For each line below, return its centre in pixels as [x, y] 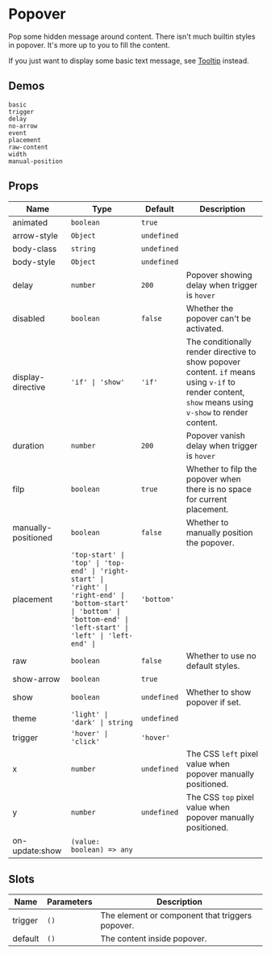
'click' [85, 741]
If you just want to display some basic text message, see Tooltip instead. [129, 61]
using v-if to [211, 382]
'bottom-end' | [100, 619]
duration [28, 445]
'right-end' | [98, 595]
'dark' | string [102, 722]
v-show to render [217, 412]
